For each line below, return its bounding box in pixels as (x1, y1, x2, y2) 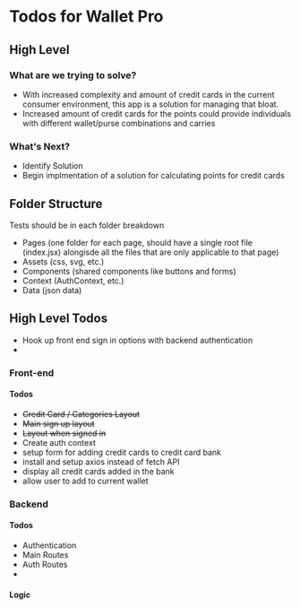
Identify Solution (21, 161, 83, 171)
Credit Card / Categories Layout (21, 408, 141, 419)
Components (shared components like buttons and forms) (21, 265, 236, 276)
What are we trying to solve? (9, 69, 137, 82)
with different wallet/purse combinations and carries (21, 117, 216, 128)
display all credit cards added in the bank (21, 465, 175, 476)
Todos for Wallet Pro (9, 6, 164, 27)
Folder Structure (9, 196, 103, 212)
